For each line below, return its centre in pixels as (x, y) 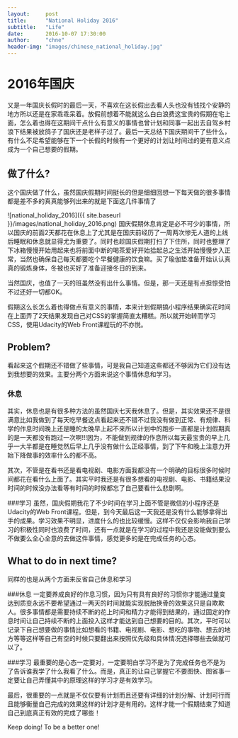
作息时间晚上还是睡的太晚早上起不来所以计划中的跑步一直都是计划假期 (122, 428)
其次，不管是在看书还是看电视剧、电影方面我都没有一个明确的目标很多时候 (116, 470)
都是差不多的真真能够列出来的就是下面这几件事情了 (82, 201)
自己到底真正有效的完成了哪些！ (54, 713)
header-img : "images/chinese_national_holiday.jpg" (85, 47)
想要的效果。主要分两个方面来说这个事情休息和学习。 (97, 374)
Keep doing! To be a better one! (53, 727)
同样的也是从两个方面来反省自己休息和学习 (69, 579)
